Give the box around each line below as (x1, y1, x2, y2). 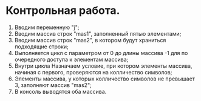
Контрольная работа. (5, 4, 120, 18)
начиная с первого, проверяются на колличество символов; (14, 68, 172, 76)
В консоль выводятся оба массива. (14, 88, 107, 95)
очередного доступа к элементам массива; (14, 56, 129, 63)
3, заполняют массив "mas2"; (14, 81, 92, 88)
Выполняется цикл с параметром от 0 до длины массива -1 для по (14, 49, 188, 56)
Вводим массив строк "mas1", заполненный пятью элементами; (14, 30, 182, 37)
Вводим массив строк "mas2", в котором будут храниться (14, 36, 166, 44)
